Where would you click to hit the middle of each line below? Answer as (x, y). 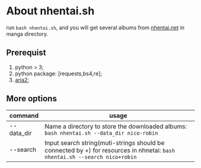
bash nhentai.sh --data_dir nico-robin (101, 133)
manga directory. (27, 33)
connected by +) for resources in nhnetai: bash (110, 150)
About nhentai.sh (50, 11)
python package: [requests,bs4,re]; (58, 74)
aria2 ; (22, 80)
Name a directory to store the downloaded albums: (116, 126)
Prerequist (26, 53)
